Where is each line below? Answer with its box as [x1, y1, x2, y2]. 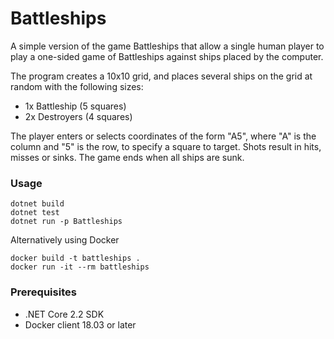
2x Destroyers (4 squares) [24, 110, 133, 122]
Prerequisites [10, 285, 77, 299]
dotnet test [10, 208, 60, 218]
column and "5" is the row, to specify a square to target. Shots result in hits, [10, 140, 322, 152]
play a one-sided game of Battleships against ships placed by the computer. [10, 50, 324, 62]
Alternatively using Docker [10, 234, 120, 246]
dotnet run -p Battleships [10, 217, 123, 227]
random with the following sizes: [10, 80, 144, 92]
